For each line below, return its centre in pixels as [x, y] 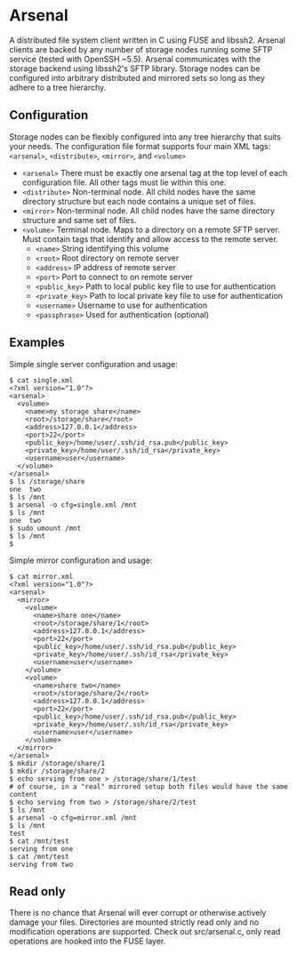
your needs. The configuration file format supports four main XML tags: [140, 146]
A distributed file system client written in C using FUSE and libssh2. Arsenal [148, 40]
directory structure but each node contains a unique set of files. [139, 201]
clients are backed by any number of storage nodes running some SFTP [141, 49]
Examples [37, 343]
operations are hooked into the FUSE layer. [88, 941]
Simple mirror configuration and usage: [81, 560]
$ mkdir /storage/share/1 [57, 763]
